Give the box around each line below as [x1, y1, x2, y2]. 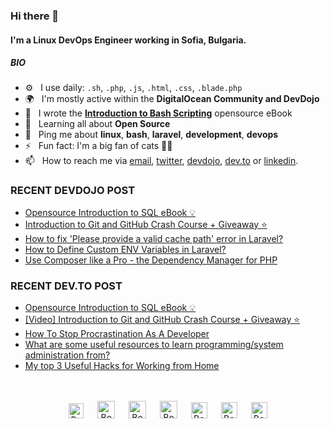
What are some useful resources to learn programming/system [24, 339, 284, 351]
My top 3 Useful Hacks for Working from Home [24, 360, 220, 372]
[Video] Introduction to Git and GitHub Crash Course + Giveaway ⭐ [24, 314, 301, 326]
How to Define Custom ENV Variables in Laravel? [24, 243, 227, 255]
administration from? [24, 349, 111, 361]
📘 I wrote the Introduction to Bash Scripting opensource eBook [24, 107, 293, 119]
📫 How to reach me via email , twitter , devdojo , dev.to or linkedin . [24, 155, 299, 167]
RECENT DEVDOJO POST [10, 184, 136, 198]
